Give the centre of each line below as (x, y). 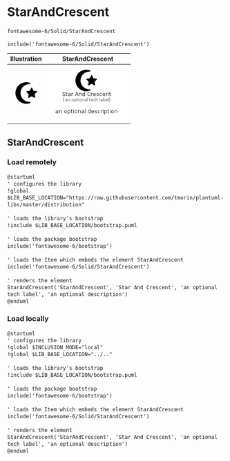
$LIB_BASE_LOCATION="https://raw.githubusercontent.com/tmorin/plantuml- (116, 197)
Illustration (26, 59)
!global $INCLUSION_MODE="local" (55, 348)
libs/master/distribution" (46, 204)
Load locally (28, 318)
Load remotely (32, 161)
